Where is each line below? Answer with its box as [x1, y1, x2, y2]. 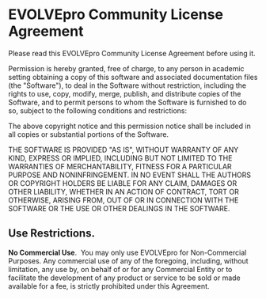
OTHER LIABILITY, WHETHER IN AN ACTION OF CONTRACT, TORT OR [8, 187, 239, 196]
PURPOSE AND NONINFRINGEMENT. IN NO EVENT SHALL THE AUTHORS [8, 170, 252, 180]
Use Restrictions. [8, 227, 95, 240]
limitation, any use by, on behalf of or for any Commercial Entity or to [8, 264, 233, 274]
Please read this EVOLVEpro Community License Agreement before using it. [8, 48, 256, 58]
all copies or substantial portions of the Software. [8, 129, 169, 139]
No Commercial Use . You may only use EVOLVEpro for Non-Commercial [8, 248, 247, 257]
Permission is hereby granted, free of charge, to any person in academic [8, 63, 245, 73]
